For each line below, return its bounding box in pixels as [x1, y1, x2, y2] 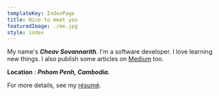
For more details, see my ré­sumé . [7, 81, 101, 89]
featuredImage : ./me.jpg [7, 22, 78, 29]
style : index [7, 29, 44, 36]
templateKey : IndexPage [7, 10, 75, 17]
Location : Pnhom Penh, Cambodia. [7, 68, 111, 76]
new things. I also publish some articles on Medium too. [7, 55, 164, 63]
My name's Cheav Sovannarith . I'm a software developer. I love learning [7, 48, 213, 56]
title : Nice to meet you [7, 16, 78, 23]
